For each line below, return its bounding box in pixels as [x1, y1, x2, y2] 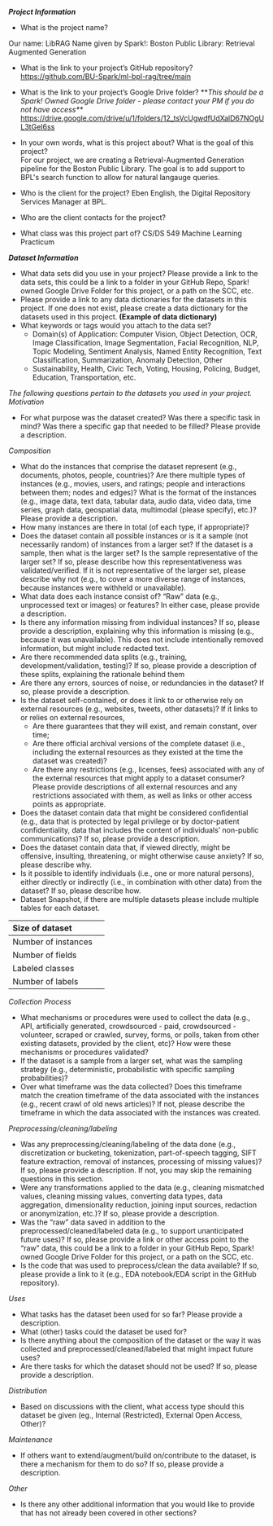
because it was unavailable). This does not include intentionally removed [19, 635, 264, 644]
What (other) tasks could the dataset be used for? [19, 1327, 187, 1336]
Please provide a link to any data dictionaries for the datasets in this [19, 295, 247, 304]
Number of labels [12, 976, 79, 987]
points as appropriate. [32, 799, 106, 809]
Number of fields [12, 949, 77, 961]
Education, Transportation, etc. [32, 372, 136, 382]
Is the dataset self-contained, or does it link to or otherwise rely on [19, 696, 244, 705]
